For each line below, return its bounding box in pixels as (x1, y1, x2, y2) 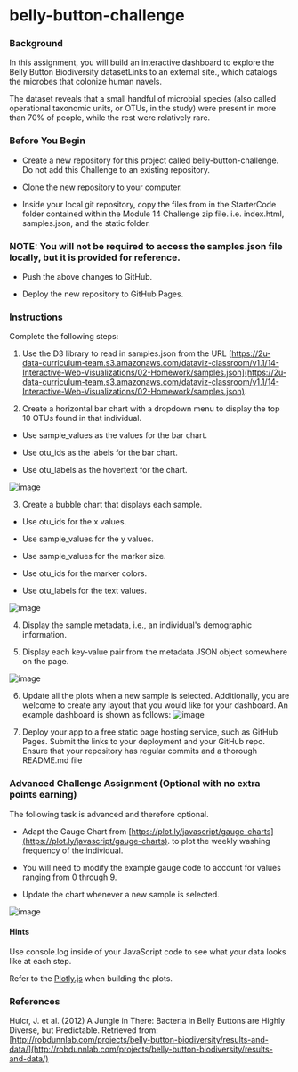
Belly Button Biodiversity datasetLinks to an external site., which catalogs (9, 67, 278, 77)
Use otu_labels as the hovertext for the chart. (21, 465, 189, 475)
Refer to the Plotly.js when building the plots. (9, 972, 173, 984)
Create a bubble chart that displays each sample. (21, 499, 203, 510)
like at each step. (9, 955, 72, 966)
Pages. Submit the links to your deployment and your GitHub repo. (21, 736, 265, 747)
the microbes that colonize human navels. (9, 77, 163, 87)
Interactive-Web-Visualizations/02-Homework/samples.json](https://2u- (21, 367, 287, 378)
